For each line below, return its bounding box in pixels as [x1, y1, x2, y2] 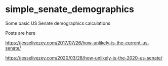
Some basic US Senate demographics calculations [5, 20, 110, 26]
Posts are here [5, 30, 36, 36]
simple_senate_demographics [5, 4, 134, 15]
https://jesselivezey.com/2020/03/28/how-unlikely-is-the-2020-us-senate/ [5, 54, 163, 61]
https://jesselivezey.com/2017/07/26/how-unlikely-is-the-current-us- [5, 39, 150, 46]
